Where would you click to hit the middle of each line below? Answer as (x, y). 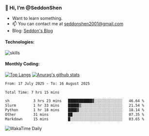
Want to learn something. (37, 18)
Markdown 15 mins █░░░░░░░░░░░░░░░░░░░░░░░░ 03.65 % (75, 119)
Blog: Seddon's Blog (33, 31)
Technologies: (20, 42)
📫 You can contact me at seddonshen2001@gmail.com (68, 24)
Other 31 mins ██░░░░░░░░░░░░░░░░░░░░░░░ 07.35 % (75, 115)
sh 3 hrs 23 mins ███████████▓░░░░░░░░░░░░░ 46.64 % (75, 101)
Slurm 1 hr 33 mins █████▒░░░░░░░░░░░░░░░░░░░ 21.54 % (75, 106)
